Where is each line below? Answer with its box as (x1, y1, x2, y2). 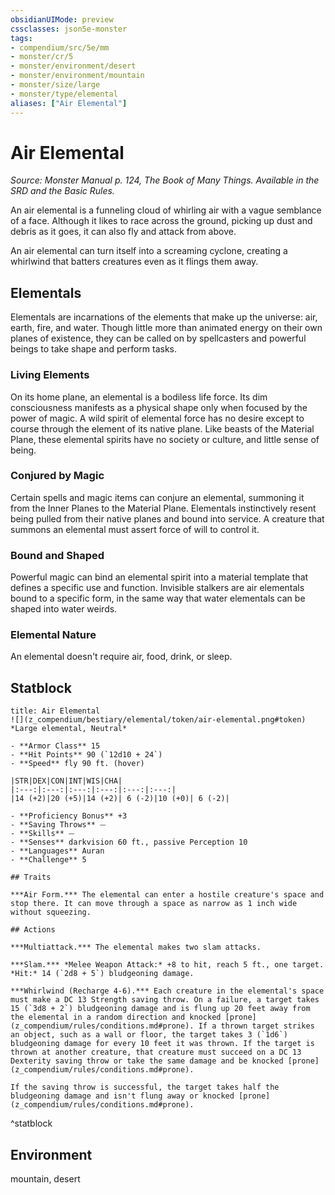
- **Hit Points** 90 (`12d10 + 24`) (10, 750, 163, 760)
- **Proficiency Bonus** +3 (10, 811, 128, 821)
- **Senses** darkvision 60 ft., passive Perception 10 (10, 837, 248, 848)
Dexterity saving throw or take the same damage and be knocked (10, 1056, 284, 1066)
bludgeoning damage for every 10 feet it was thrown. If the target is (10, 1039, 315, 1049)
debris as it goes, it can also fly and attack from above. (10, 226, 237, 238)
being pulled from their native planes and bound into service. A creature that (10, 512, 325, 525)
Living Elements (10, 368, 90, 382)
